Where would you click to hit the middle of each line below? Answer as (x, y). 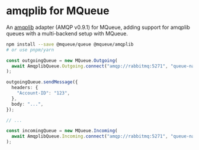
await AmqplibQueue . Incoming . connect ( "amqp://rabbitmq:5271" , (90, 136)
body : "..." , (28, 104)
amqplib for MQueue (58, 11)
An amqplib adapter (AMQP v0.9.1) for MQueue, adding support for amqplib (98, 27)
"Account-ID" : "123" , (43, 93)
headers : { (25, 88)
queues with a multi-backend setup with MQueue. (67, 33)
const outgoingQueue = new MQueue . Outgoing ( (62, 60)
